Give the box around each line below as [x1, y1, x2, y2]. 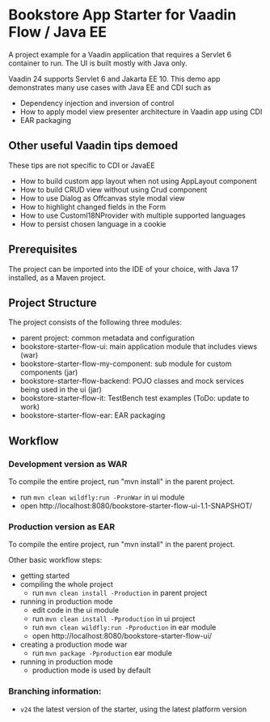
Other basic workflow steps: [8, 555, 103, 565]
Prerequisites [8, 243, 78, 257]
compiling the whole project [19, 580, 113, 589]
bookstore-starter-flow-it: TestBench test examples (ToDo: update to [19, 393, 250, 403]
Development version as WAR [8, 458, 128, 469]
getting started [19, 571, 70, 580]
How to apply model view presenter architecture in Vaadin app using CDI [19, 107, 263, 117]
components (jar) [19, 367, 78, 377]
